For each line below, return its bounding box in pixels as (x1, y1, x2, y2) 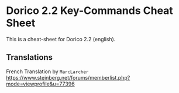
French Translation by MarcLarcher (6, 68, 89, 75)
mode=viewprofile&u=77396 (6, 80, 75, 87)
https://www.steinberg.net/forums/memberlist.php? (6, 74, 130, 81)
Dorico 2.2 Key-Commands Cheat (6, 4, 174, 17)
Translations (6, 52, 53, 62)
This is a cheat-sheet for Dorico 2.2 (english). (6, 35, 116, 42)
